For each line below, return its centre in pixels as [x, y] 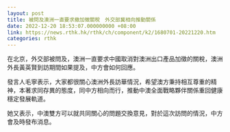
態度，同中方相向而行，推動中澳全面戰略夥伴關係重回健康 [142, 90]
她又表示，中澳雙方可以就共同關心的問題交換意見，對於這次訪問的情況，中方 [115, 114]
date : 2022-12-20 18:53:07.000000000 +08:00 [72, 26]
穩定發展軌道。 [28, 99]
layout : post [26, 13]
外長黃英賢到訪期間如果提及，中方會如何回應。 [73, 67]
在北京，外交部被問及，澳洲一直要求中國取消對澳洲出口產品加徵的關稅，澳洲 [115, 59]
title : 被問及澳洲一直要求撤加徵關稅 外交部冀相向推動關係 [81, 20]
